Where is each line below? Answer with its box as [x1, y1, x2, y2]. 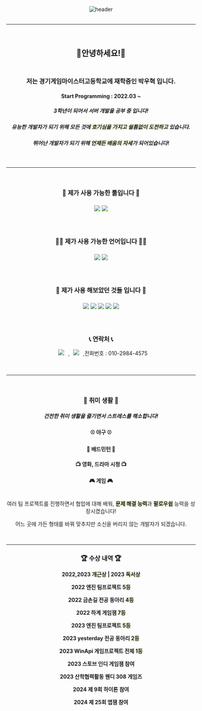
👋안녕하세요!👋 [76, 48, 126, 58]
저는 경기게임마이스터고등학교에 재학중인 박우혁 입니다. [26, 77, 176, 85]
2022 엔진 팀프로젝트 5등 [71, 583, 131, 591]
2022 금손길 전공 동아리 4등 [68, 596, 134, 604]
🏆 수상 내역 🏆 [81, 554, 121, 562]
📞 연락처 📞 [88, 335, 114, 343]
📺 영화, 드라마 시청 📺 [75, 460, 127, 467]
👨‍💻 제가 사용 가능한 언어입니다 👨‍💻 [55, 238, 147, 246]
